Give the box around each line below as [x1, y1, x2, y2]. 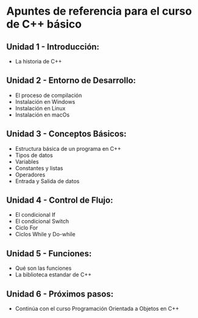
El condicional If [15, 211, 56, 219]
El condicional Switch [15, 218, 69, 225]
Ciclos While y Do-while [15, 231, 76, 238]
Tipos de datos [15, 151, 53, 159]
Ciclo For [15, 224, 38, 231]
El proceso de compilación [15, 92, 82, 99]
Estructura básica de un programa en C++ [15, 145, 122, 152]
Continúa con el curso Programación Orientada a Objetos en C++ [15, 305, 180, 313]
